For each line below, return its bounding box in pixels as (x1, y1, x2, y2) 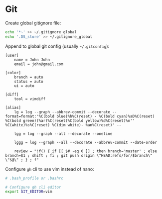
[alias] (5, 105, 21, 110)
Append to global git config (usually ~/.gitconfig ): (5, 43, 110, 49)
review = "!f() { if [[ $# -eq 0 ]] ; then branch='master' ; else (14, 148, 157, 154)
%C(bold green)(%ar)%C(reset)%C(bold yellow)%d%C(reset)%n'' (5, 118, 135, 123)
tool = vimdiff (14, 96, 46, 101)
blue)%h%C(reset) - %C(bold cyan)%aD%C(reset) (56, 113, 155, 119)
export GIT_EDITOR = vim (5, 189, 52, 195)
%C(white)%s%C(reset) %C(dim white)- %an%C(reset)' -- (5, 122, 122, 127)
